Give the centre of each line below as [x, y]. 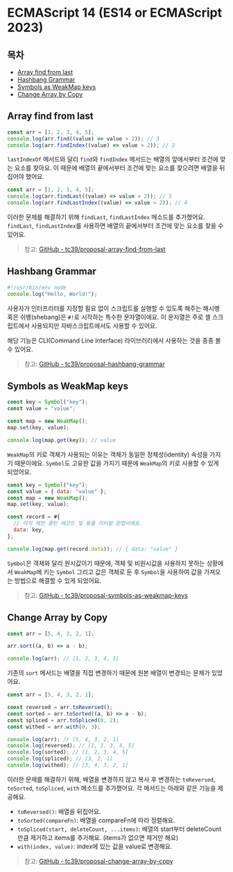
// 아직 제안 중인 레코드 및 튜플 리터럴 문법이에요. [78, 523]
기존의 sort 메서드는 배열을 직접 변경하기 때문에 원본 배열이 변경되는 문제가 [109, 673]
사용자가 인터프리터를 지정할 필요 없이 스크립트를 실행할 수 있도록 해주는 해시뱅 [114, 308]
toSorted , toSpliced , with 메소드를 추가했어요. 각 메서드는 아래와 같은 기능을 [112, 788]
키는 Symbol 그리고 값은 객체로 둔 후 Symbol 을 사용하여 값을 [123, 571]
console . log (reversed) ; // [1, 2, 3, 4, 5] [71, 746]
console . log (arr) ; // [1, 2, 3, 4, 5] [63, 659]
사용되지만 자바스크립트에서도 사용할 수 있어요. [94, 326]
